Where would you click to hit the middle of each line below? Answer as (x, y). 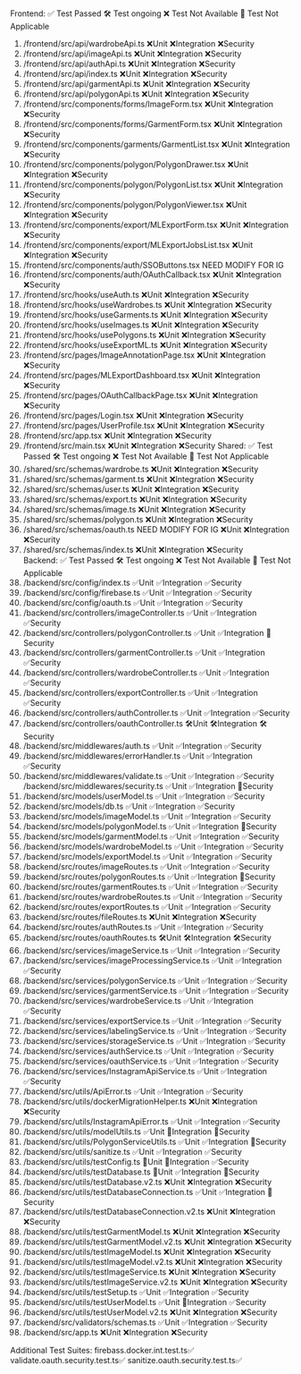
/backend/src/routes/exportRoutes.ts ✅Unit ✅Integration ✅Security (147, 907)
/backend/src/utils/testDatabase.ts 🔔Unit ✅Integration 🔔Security (141, 1172)
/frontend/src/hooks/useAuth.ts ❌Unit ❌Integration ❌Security (136, 295)
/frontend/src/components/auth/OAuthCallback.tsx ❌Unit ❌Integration (152, 275)
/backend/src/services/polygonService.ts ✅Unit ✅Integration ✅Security (155, 980)
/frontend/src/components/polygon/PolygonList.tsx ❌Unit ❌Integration (153, 184)
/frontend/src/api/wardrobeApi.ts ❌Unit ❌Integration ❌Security (139, 43)
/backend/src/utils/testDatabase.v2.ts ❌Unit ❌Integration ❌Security (147, 1182)
